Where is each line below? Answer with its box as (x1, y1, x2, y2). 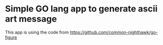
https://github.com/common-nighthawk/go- (70, 29, 158, 35)
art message (5, 13, 57, 24)
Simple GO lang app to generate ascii (5, 3, 158, 14)
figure (5, 34, 17, 40)
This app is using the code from (5, 29, 69, 35)
